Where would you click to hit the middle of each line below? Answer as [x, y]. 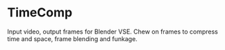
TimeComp [40, 13]
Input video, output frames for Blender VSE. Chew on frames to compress [113, 32]
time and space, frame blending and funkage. [72, 38]
